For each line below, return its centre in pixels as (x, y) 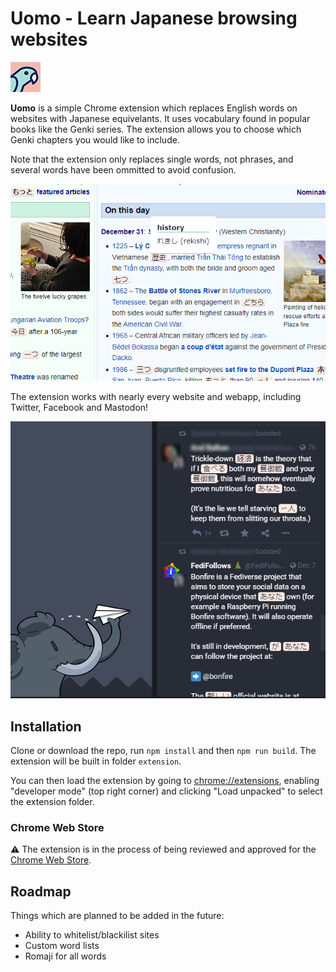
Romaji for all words (65, 956)
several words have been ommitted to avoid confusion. (123, 169)
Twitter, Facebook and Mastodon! (79, 407)
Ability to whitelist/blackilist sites (92, 935)
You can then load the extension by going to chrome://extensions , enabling (165, 781)
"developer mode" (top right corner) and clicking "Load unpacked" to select (166, 791)
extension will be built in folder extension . (96, 761)
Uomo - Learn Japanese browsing (154, 18)
